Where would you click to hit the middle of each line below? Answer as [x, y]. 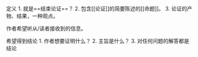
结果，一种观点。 [37, 16]
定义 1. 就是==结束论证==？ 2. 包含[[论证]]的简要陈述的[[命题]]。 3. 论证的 [97, 9]
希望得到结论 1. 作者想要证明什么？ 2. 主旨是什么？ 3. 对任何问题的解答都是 [98, 41]
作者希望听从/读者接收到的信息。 [46, 28]
